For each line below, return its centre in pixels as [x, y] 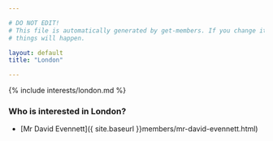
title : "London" [36, 60]
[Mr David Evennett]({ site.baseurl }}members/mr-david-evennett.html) [139, 129]
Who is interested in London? [67, 112]
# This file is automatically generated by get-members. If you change [132, 30]
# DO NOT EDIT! [34, 23]
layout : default [36, 53]
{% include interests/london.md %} [67, 91]
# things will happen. [47, 38]
